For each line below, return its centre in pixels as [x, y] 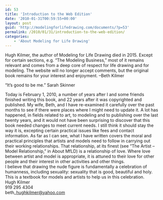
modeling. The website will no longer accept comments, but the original [77, 70]
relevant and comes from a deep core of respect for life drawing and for [77, 65]
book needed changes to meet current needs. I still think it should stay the [80, 125]
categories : [17, 37]
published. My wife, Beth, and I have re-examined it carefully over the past [80, 104]
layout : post [18, 23]
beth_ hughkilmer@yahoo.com [35, 192]
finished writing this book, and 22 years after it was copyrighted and [73, 100]
